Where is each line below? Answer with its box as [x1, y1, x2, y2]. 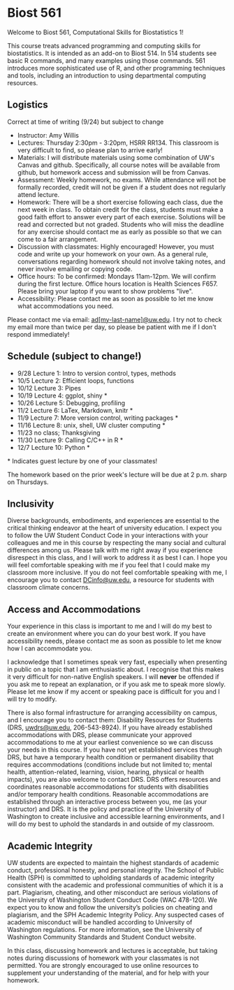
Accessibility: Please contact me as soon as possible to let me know [17, 294, 214, 303]
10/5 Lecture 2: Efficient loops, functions [17, 376, 135, 385]
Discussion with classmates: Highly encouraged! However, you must [17, 242, 214, 251]
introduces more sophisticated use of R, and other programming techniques [7, 64, 226, 72]
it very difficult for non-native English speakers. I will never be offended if [7, 673, 219, 681]
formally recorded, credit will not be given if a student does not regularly [17, 183, 226, 191]
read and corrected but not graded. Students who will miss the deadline [17, 220, 224, 228]
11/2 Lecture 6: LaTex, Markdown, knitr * [17, 406, 133, 414]
